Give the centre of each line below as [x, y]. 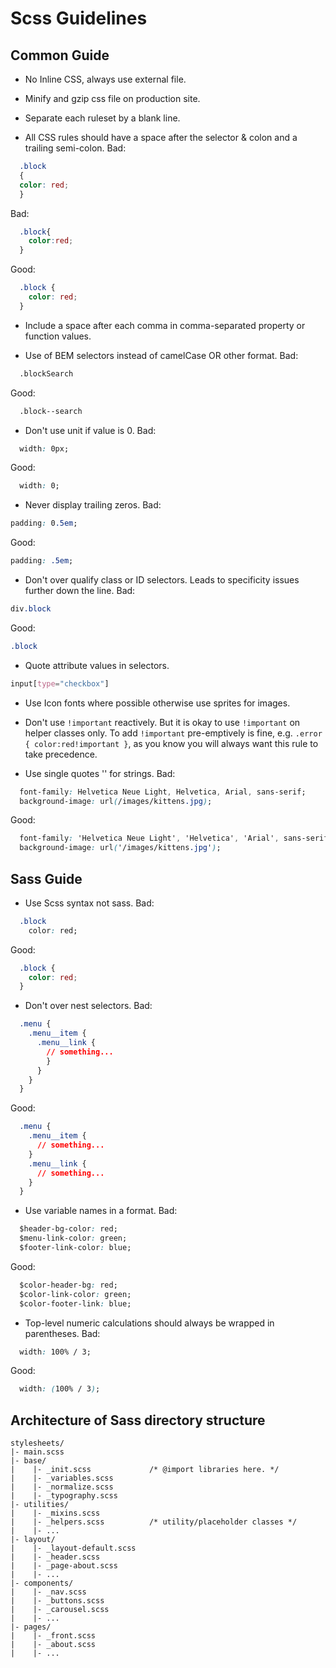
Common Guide [60, 55]
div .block [31, 609]
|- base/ [28, 1461]
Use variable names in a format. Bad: [101, 1211]
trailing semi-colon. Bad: [75, 148]
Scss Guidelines [79, 18]
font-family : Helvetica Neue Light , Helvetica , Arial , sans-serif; [163, 792]
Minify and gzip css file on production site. [112, 98]
